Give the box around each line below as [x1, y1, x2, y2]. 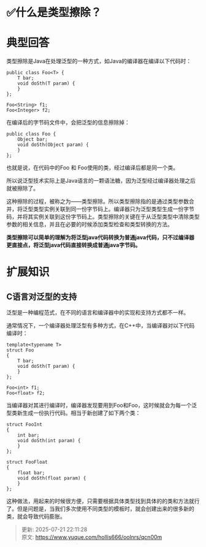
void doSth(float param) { [17, 475, 86, 481]
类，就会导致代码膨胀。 [6, 513, 66, 520]
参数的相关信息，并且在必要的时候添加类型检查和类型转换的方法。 [6, 221, 173, 228]
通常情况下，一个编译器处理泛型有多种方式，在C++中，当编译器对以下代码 [6, 322, 195, 329]
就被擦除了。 [6, 185, 39, 192]
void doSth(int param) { [17, 438, 81, 444]
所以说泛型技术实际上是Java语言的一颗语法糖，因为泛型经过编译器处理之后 [6, 177, 196, 185]
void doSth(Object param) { [17, 142, 89, 148]
